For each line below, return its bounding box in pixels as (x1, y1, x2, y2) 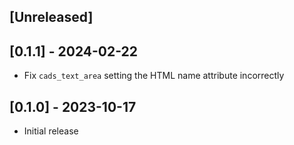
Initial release (23, 125, 79, 137)
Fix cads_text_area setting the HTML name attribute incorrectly (23, 70, 285, 82)
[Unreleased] (9, 9, 94, 26)
